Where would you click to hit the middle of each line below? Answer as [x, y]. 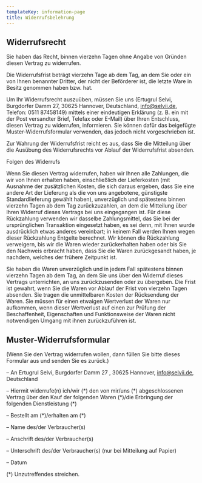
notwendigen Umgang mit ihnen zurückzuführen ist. [71, 321]
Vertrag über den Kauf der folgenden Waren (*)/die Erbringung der [90, 397]
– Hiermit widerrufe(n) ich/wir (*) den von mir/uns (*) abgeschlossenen [95, 391]
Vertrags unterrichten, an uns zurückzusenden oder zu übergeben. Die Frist [101, 282]
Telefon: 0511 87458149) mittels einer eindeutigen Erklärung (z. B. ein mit [97, 112]
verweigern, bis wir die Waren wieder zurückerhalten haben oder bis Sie [96, 245]
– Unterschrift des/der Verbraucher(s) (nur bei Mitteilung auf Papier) [92, 451]
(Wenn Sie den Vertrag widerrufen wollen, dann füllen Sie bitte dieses [93, 354]
